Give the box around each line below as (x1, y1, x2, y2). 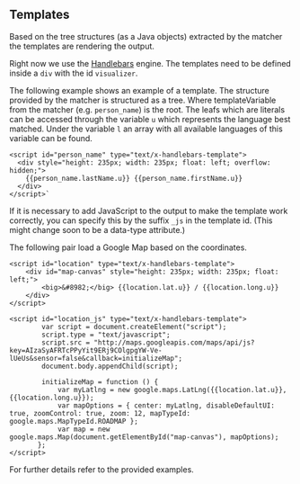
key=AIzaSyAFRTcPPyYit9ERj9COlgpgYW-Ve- (9, 345, 163, 354)
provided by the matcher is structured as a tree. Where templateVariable (9, 94, 277, 105)
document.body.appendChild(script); (41, 362, 179, 371)
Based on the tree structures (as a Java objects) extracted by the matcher (9, 31, 283, 41)
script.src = (41, 337, 91, 347)
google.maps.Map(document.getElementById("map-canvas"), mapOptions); (9, 432, 279, 442)
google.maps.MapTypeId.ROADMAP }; (9, 417, 139, 426)
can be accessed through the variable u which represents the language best (9, 113, 291, 124)
